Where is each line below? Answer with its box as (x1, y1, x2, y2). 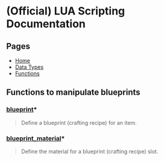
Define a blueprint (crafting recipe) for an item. (20, 119, 137, 126)
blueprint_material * (6, 134, 65, 142)
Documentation (6, 17, 86, 31)
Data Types (14, 63, 44, 71)
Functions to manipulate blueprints (6, 87, 140, 98)
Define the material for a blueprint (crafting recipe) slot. (20, 148, 159, 155)
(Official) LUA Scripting (6, 4, 125, 18)
